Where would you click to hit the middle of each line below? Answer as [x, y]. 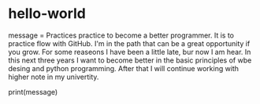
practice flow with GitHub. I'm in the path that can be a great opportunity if [129, 43]
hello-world [47, 14]
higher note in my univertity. [54, 77]
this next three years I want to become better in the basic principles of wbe [130, 60]
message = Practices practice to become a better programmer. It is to [121, 35]
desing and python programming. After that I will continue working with [123, 68]
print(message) [33, 91]
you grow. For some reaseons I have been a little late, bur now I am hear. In [130, 52]
